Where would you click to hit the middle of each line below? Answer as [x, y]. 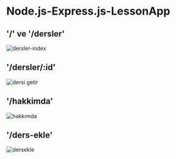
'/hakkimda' [30, 101]
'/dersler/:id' [31, 67]
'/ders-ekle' [30, 135]
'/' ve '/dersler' [36, 34]
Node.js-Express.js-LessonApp [88, 11]
